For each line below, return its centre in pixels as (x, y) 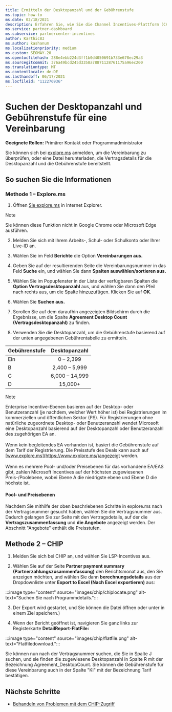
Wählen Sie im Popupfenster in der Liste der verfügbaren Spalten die (85, 281)
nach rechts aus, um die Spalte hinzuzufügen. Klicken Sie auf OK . (82, 292)
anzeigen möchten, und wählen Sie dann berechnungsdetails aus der (87, 577)
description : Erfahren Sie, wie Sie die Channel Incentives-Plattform (82, 24)
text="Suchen (20, 598)
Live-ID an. (24, 246)
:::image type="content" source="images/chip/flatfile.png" (67, 638)
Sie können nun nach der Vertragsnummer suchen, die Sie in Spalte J (79, 654)
